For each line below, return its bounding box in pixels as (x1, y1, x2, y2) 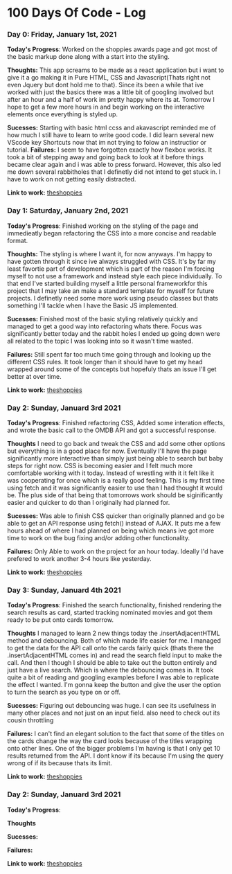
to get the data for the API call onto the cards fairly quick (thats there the (7, 644, 215, 652)
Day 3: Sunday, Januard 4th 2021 (7, 585, 121, 595)
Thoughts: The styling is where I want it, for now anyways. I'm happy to (7, 249, 213, 258)
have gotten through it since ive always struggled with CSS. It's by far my (7, 257, 216, 265)
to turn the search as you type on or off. (7, 688, 121, 697)
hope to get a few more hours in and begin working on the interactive (7, 102, 205, 112)
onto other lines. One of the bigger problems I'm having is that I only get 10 (7, 744, 220, 753)
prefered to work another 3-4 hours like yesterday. (7, 555, 152, 563)
